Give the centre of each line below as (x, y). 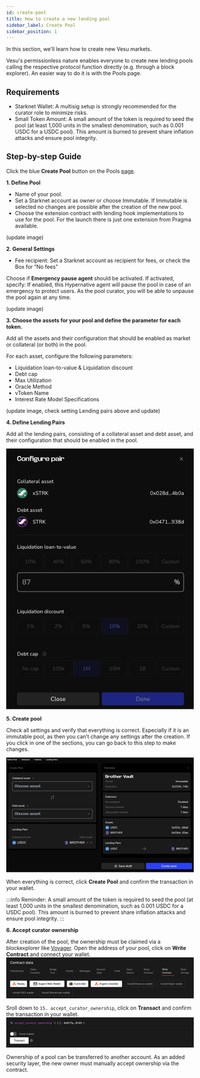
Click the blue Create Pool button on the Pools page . (71, 171)
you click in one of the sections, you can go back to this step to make (91, 743)
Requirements (33, 92)
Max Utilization (33, 380)
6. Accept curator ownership (42, 930)
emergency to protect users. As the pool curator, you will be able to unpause (100, 291)
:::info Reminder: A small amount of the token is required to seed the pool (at (100, 900)
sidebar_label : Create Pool (41, 25)
